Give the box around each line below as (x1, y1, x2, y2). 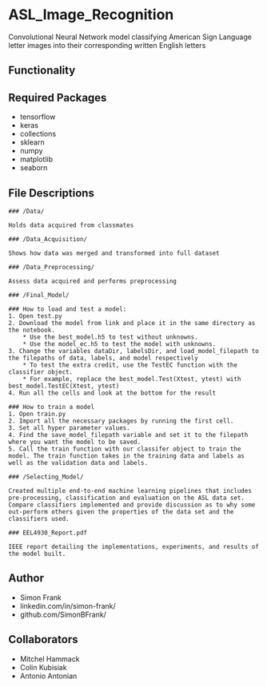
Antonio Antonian (19, 671, 78, 681)
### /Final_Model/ (8, 291, 70, 299)
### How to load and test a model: (8, 305, 127, 313)
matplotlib (19, 154, 54, 165)
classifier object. (8, 367, 74, 376)
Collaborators (8, 633, 78, 646)
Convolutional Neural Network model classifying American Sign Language (8, 32, 252, 42)
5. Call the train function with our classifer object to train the (8, 445, 241, 453)
